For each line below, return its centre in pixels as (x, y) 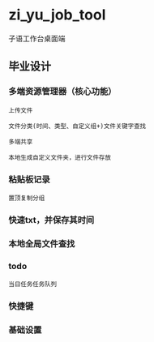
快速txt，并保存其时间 (51, 220)
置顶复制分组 (27, 198)
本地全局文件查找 (42, 243)
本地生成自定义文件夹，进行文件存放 (60, 157)
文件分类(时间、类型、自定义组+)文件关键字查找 (77, 126)
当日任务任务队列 (33, 284)
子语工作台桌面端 (37, 38)
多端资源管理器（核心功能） (62, 92)
